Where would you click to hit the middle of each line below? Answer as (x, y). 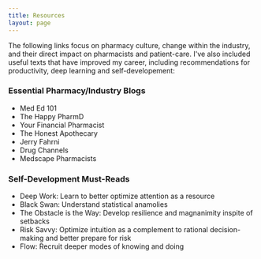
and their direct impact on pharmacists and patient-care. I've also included (129, 54)
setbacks (34, 221)
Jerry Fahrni (39, 141)
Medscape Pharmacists (58, 158)
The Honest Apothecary (59, 133)
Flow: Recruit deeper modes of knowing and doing (102, 246)
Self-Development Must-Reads (69, 178)
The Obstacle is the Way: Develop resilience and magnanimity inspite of (136, 213)
